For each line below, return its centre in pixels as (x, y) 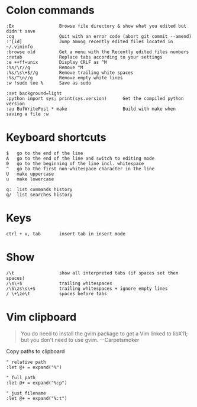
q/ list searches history (39, 195)
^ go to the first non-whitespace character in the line (80, 169)
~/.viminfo (20, 47)
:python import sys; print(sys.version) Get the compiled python (95, 98)
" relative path (26, 362)
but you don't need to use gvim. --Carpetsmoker (80, 340)
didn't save (21, 31)
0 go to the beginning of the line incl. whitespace (75, 163)
